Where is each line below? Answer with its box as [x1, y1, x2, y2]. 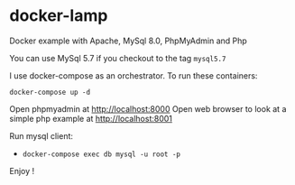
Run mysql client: [9, 130, 74, 141]
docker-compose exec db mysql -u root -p [22, 150, 180, 159]
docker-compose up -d [9, 88, 91, 97]
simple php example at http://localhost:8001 [9, 113, 173, 124]
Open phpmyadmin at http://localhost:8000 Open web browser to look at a [9, 103, 287, 114]
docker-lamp [9, 5, 108, 26]
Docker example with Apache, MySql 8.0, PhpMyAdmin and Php [9, 35, 248, 46]
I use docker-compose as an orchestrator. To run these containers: [9, 69, 258, 81]
